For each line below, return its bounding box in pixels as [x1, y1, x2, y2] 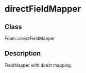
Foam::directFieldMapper [4, 35, 55, 41]
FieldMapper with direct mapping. [4, 62, 72, 68]
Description [4, 49, 41, 58]
